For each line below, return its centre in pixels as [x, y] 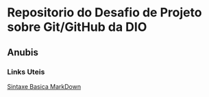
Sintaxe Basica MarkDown [44, 86]
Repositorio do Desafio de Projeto [104, 13]
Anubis [23, 52]
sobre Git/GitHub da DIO [77, 27]
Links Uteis [26, 72]
